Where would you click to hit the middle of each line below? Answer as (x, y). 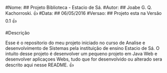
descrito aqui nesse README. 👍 (40, 65)
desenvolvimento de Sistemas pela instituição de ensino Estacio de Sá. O (82, 48)
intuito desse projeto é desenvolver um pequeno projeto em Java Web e (81, 54)
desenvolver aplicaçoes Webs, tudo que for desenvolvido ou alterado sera (84, 59)
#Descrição (17, 33)
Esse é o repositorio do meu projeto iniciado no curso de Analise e (75, 43)
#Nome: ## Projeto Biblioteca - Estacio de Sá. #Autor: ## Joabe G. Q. (79, 7)
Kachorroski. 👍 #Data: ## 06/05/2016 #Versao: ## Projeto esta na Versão (83, 13)
